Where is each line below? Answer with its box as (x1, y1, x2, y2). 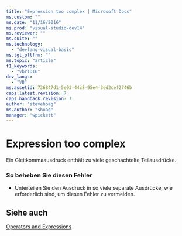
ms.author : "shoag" (6, 107, 54, 112)
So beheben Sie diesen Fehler (6, 171, 92, 179)
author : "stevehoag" (6, 101, 57, 107)
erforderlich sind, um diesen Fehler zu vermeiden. (14, 191, 135, 198)
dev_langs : (6, 74, 33, 80)
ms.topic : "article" (6, 57, 57, 63)
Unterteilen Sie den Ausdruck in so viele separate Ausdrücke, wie (14, 184, 173, 191)
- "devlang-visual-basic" (11, 47, 75, 53)
